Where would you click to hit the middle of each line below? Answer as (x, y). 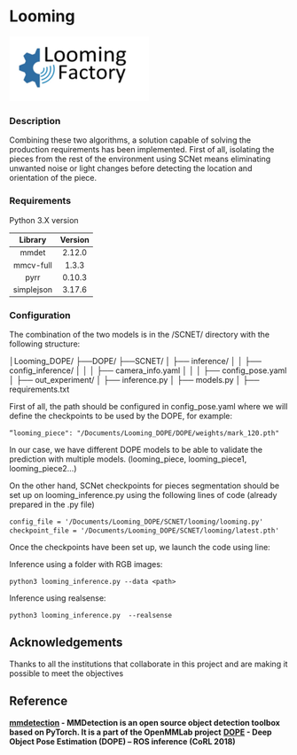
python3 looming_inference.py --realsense (91, 615)
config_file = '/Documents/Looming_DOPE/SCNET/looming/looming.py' (137, 521)
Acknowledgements (66, 643)
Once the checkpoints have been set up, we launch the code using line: (140, 547)
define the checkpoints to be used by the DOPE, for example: (121, 416)
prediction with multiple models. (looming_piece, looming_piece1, (128, 459)
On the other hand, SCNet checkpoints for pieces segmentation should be (145, 486)
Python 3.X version (44, 220)
